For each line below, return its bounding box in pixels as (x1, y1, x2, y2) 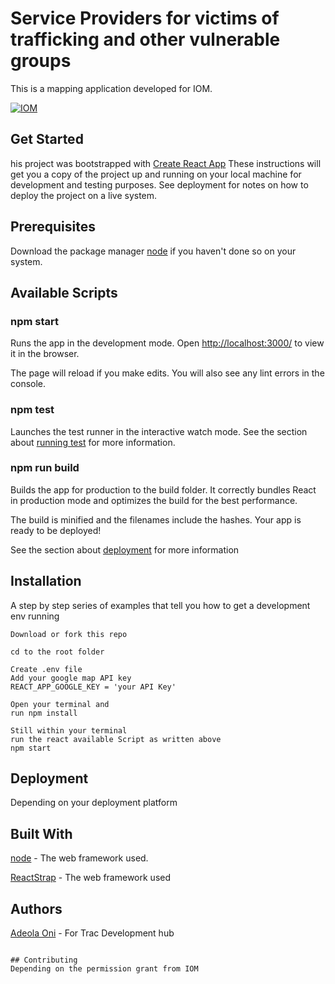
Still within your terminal (10, 725, 128, 736)
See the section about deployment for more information (10, 543, 240, 556)
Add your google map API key (10, 673, 132, 683)
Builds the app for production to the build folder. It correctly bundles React (10, 483, 317, 496)
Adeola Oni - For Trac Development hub (10, 927, 175, 939)
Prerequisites (10, 218, 96, 236)
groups (10, 50, 72, 72)
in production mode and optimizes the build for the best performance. (10, 494, 298, 506)
